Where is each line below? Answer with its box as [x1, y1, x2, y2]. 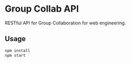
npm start [5, 53, 26, 58]
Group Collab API [5, 3, 79, 15]
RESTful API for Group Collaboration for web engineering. [5, 20, 126, 26]
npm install [5, 48, 30, 53]
